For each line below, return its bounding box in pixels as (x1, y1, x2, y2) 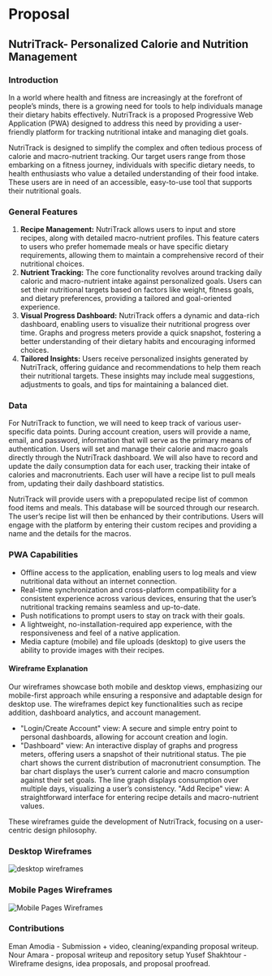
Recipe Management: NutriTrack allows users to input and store (19, 225, 236, 234)
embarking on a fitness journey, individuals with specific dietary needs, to (8, 160, 256, 170)
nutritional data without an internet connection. (19, 576, 177, 586)
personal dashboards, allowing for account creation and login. (19, 732, 228, 742)
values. (19, 801, 45, 810)
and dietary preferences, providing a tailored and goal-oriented (19, 294, 232, 303)
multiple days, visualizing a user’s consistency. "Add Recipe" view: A (19, 784, 250, 793)
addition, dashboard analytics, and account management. (8, 707, 201, 717)
